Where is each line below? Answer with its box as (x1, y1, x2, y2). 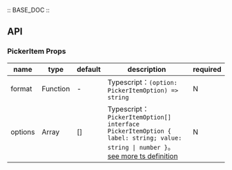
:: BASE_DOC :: (7, 6, 50, 14)
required (193, 64, 222, 74)
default (77, 64, 101, 74)
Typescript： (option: (107, 77, 178, 87)
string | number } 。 (107, 142, 175, 151)
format (10, 84, 32, 93)
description (127, 64, 166, 74)
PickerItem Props (7, 46, 67, 56)
